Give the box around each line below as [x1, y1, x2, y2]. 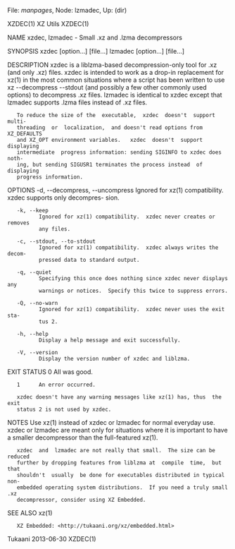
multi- [7, 118, 27, 125]
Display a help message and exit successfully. [38, 337, 181, 344]
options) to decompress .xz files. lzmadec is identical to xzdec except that [7, 91, 223, 99]
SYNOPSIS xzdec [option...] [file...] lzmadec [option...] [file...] [7, 47, 185, 55]
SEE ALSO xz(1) [7, 509, 53, 517]
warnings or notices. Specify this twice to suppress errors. [38, 287, 229, 294]
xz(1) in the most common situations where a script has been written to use [7, 76, 225, 84]
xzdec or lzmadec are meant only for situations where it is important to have [7, 426, 228, 434]
